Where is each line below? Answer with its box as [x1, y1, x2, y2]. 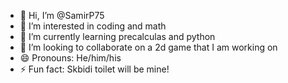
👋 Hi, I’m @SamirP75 [19, 10, 105, 21]
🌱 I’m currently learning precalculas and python [19, 31, 216, 42]
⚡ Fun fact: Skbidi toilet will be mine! [19, 63, 170, 75]
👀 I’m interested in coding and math [19, 20, 167, 32]
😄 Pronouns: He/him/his [19, 52, 122, 64]
